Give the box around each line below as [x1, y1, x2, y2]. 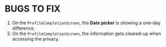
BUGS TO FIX [5, 3, 61, 15]
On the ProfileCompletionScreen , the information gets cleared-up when [12, 30, 161, 36]
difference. [12, 25, 35, 31]
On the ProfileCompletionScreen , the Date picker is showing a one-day [12, 20, 161, 26]
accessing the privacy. [12, 36, 59, 42]
